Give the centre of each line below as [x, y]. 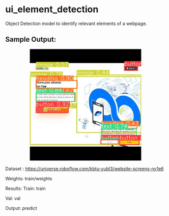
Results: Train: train [25, 188]
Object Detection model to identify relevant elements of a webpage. [76, 23]
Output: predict [21, 208]
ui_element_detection [52, 9]
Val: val [13, 198]
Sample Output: [31, 39]
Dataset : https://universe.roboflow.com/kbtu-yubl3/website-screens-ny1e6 [84, 169]
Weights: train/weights [29, 178]
